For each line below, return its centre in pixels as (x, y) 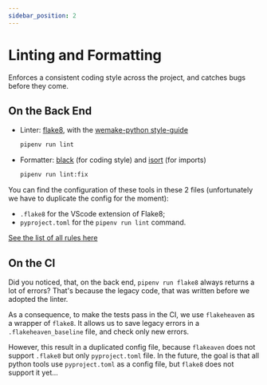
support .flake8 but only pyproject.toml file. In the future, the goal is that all (134, 355)
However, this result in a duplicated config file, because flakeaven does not (132, 347)
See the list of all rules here (53, 238)
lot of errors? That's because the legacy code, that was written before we (129, 290)
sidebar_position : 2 (43, 16)
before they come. (39, 85)
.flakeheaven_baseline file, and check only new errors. (99, 331)
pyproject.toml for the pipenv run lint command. (103, 222)
